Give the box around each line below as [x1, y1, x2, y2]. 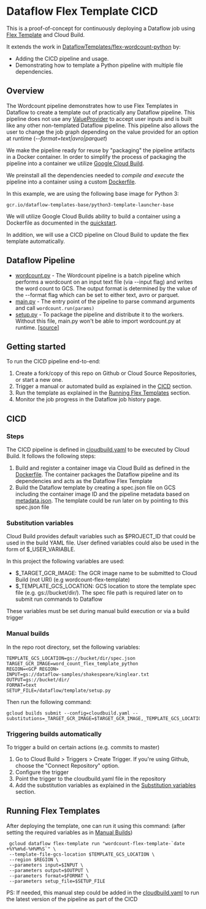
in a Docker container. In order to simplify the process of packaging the [6, 153, 186, 160]
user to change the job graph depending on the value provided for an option [6, 128, 199, 136]
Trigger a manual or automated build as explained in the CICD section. [15, 382, 193, 390]
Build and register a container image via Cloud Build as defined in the [15, 465, 190, 472]
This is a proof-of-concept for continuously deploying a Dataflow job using [6, 25, 196, 32]
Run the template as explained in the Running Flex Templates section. [15, 389, 191, 396]
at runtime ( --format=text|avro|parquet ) [6, 134, 107, 142]
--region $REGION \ [9, 856, 59, 863]
